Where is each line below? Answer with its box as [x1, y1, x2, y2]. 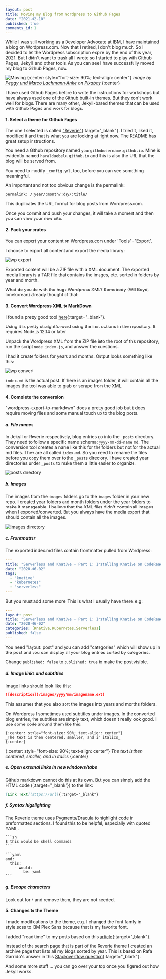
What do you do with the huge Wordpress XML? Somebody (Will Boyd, [5, 287, 149, 292]
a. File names [5, 421, 34, 427]
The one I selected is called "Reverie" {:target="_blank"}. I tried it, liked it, [5, 128, 153, 134]
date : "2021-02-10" [5, 16, 46, 21]
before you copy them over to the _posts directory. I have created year [5, 455, 149, 461]
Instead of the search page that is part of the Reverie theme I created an [5, 943, 152, 949]
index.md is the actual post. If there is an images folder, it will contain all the [5, 377, 158, 383]
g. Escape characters [5, 884, 51, 890]
